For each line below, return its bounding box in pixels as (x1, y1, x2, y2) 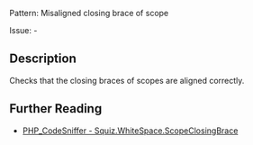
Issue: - (9, 25, 38, 35)
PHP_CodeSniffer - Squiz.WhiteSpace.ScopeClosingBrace (22, 125, 239, 136)
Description (9, 51, 77, 67)
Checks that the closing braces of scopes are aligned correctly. (9, 75, 245, 86)
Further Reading (9, 101, 103, 116)
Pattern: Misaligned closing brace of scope (9, 8, 169, 18)
